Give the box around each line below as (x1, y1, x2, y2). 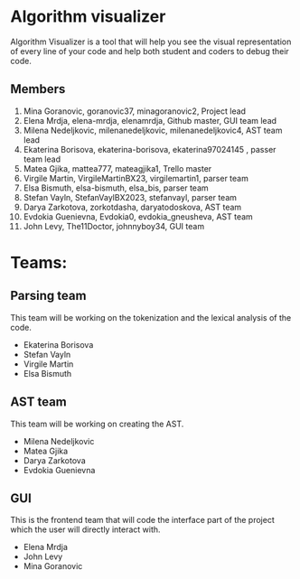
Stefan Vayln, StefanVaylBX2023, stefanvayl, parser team (23, 191, 238, 202)
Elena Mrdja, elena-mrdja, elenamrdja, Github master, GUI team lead (23, 115, 277, 126)
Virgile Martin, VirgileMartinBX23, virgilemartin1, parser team (23, 173, 249, 183)
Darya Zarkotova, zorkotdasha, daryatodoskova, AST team (23, 201, 242, 212)
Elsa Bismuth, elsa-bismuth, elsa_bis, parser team (23, 182, 209, 193)
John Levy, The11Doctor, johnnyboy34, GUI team (23, 220, 205, 231)
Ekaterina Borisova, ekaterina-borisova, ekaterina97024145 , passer (23, 144, 277, 154)
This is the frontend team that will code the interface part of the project (10, 515, 275, 526)
